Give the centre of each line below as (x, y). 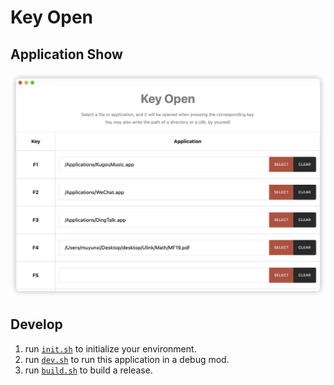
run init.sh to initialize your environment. (110, 348)
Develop (36, 324)
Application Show (66, 54)
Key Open (52, 17)
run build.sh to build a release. (88, 370)
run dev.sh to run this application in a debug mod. (127, 359)
